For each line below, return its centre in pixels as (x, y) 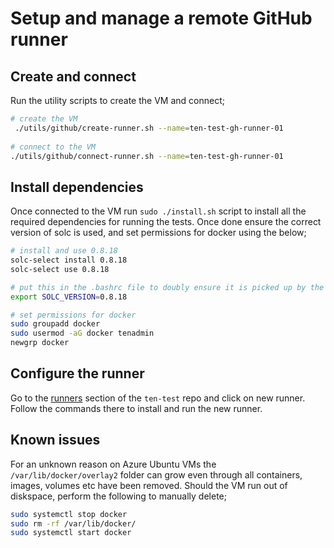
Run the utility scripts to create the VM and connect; (117, 100)
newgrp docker (40, 343)
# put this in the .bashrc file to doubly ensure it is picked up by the (167, 287)
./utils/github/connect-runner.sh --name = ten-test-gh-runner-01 (147, 156)
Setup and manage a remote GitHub (161, 18)
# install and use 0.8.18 (64, 251)
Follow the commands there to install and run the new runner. (136, 408)
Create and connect (73, 76)
